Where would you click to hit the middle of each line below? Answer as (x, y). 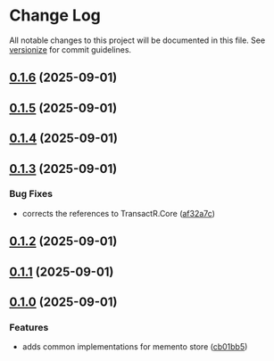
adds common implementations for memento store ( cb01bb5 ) (135, 347)
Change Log (55, 16)
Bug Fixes (31, 194)
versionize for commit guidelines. (71, 49)
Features (29, 327)
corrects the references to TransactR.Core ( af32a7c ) (119, 213)
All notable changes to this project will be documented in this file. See (137, 40)
